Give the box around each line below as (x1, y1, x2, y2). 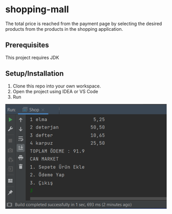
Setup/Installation (5, 69, 64, 78)
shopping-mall (5, 4, 69, 15)
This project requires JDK (5, 54, 59, 60)
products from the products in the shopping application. (5, 26, 123, 32)
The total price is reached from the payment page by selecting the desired (5, 20, 162, 27)
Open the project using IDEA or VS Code (12, 88, 98, 94)
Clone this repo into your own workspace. (12, 83, 101, 89)
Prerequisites (5, 41, 49, 50)
